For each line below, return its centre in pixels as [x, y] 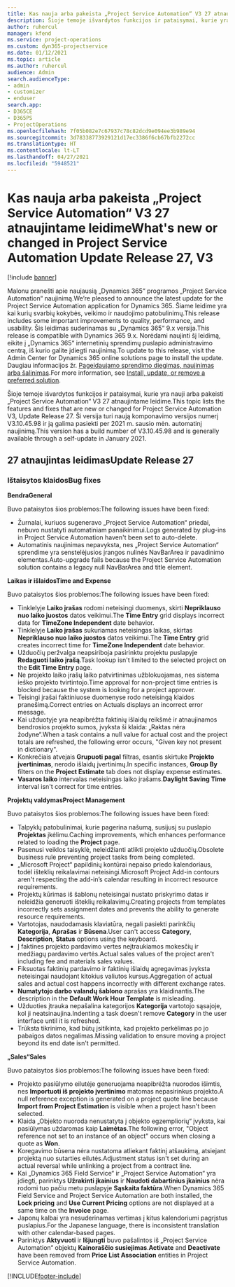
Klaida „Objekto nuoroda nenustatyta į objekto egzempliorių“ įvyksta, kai [121, 1121]
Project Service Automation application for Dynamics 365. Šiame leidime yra [117, 305]
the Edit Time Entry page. [55, 668]
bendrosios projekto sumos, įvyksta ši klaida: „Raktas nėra [101, 727]
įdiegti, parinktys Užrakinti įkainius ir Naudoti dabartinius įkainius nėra [121, 1181]
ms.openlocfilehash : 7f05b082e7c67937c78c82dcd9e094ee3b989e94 [101, 131]
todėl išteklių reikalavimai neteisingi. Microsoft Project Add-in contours [118, 872]
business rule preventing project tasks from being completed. [106, 857]
